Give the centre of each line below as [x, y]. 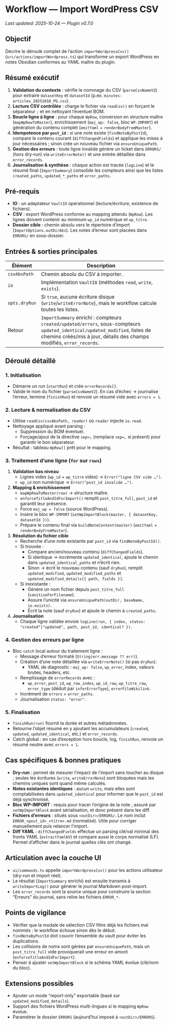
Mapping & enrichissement [41, 488]
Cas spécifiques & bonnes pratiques [63, 760]
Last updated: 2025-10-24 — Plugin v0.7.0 [49, 23]
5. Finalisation [23, 712]
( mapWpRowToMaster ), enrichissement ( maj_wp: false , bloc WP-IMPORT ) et [85, 122]
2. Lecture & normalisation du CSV [48, 410]
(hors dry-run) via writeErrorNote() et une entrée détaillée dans [79, 154]
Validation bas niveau [35, 472]
